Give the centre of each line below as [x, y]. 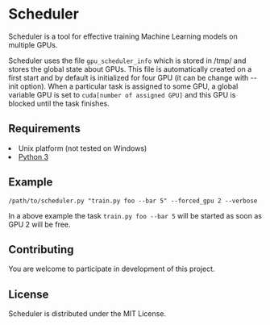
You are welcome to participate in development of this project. [112, 269]
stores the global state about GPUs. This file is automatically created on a [130, 69]
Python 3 [34, 156]
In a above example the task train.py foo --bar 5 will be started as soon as [135, 215]
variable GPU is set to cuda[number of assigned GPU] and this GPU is [122, 94]
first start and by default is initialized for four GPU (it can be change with [129, 77]
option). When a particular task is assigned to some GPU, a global [129, 86]
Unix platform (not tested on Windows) [83, 148]
